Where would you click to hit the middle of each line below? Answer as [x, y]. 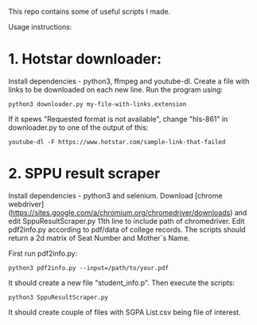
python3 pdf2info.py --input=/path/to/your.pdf [89, 268]
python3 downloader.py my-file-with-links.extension [97, 104]
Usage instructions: [40, 27]
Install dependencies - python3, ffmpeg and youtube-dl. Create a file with [129, 81]
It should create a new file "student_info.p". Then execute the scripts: [122, 283]
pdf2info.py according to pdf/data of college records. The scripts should [127, 229]
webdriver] [26, 204]
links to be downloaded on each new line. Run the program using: [116, 89]
